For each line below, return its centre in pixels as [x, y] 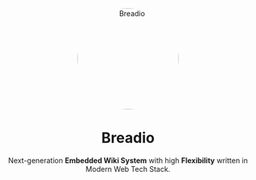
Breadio [128, 138]
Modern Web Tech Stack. [128, 169]
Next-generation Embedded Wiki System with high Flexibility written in [128, 160]
